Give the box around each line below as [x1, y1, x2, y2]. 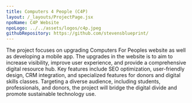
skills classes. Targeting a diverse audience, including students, [6, 78, 161, 85]
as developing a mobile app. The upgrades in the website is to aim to [6, 53, 173, 60]
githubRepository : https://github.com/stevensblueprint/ [6, 31, 149, 36]
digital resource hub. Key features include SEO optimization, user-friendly [6, 65, 185, 72]
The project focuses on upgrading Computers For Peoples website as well [6, 46, 186, 54]
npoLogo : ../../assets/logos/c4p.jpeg [6, 25, 101, 31]
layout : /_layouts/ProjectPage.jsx [6, 14, 94, 20]
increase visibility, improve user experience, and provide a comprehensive [6, 59, 187, 67]
